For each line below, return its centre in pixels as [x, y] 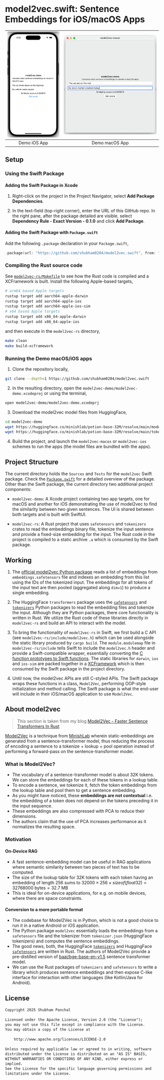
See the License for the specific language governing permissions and [78, 1069]
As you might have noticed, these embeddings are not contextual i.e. [82, 796]
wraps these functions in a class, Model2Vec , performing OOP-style [79, 683]
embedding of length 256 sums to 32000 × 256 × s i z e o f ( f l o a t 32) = [79, 883]
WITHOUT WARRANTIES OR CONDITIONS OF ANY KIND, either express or [74, 1059]
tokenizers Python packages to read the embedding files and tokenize [83, 607]
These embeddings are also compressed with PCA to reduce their [78, 811]
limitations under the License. [38, 1074]
